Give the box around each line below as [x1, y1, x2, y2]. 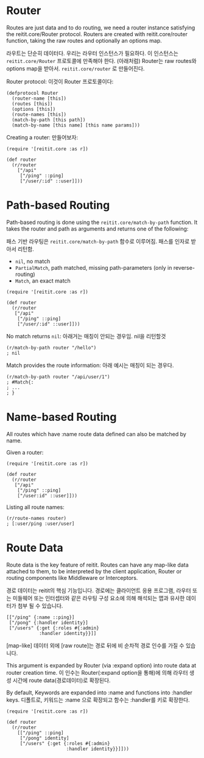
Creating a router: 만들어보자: [6, 133, 78, 141]
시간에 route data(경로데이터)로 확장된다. [12, 677, 111, 684]
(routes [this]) [12, 100, 53, 107]
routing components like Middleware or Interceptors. [6, 574, 138, 581]
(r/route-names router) [6, 515, 67, 521]
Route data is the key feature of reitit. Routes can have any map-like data [6, 561, 189, 568]
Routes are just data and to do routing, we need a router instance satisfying [6, 24, 195, 31]
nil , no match [15, 258, 51, 265]
